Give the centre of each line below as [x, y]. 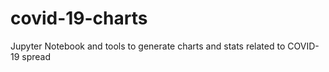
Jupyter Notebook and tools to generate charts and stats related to [148, 46]
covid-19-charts [79, 18]
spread [36, 56]
